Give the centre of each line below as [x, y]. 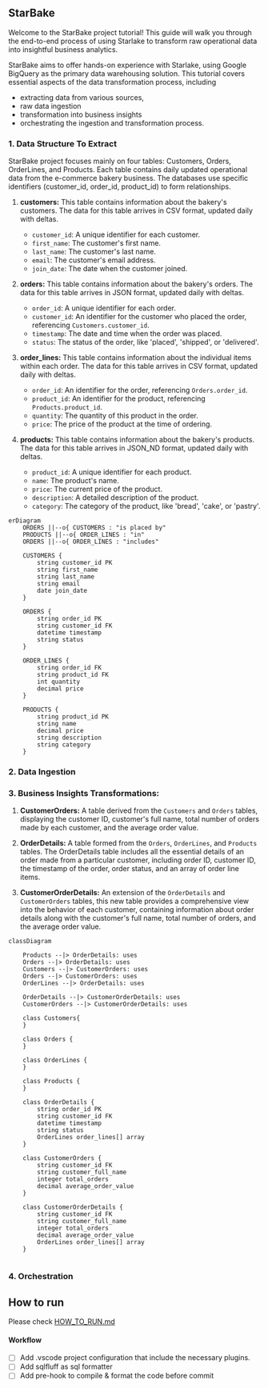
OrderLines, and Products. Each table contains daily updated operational [128, 170]
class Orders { [48, 1039]
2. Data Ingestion [42, 772]
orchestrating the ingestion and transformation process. [112, 122]
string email [59, 584]
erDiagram [25, 521]
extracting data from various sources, [82, 97]
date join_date [62, 591]
